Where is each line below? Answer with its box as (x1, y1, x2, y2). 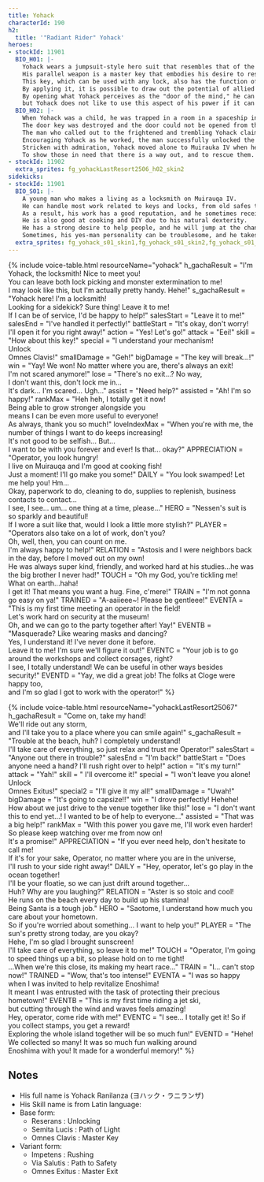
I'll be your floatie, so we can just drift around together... (8, 878, 190, 887)
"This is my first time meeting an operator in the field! (8, 604, 181, 613)
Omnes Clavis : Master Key (31, 1132, 119, 1143)
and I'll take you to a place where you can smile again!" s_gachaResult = (8, 727, 242, 737)
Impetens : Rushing (31, 1150, 94, 1159)
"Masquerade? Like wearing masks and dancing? (8, 628, 167, 638)
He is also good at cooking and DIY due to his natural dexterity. (22, 217, 247, 225)
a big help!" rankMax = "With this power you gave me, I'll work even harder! (8, 820, 253, 829)
